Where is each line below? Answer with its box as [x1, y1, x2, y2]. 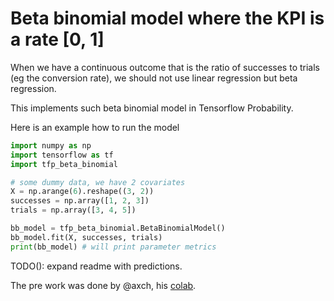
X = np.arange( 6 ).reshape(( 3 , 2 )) [10, 187, 155, 197]
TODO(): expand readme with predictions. [10, 260, 183, 272]
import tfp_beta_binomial [10, 159, 118, 169]
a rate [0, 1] [10, 28, 105, 51]
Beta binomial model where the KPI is [10, 7, 325, 30]
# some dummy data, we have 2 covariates [10, 177, 186, 187]
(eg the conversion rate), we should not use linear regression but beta [10, 72, 298, 84]
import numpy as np [10, 140, 92, 151]
